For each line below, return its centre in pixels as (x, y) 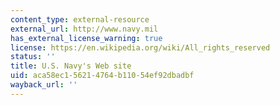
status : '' (33, 57)
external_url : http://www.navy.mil (84, 29)
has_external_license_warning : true (86, 38)
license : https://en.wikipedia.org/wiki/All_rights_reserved (140, 47)
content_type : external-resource (80, 19)
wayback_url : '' (44, 85)
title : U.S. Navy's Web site (71, 66)
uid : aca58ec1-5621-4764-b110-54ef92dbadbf (102, 76)
